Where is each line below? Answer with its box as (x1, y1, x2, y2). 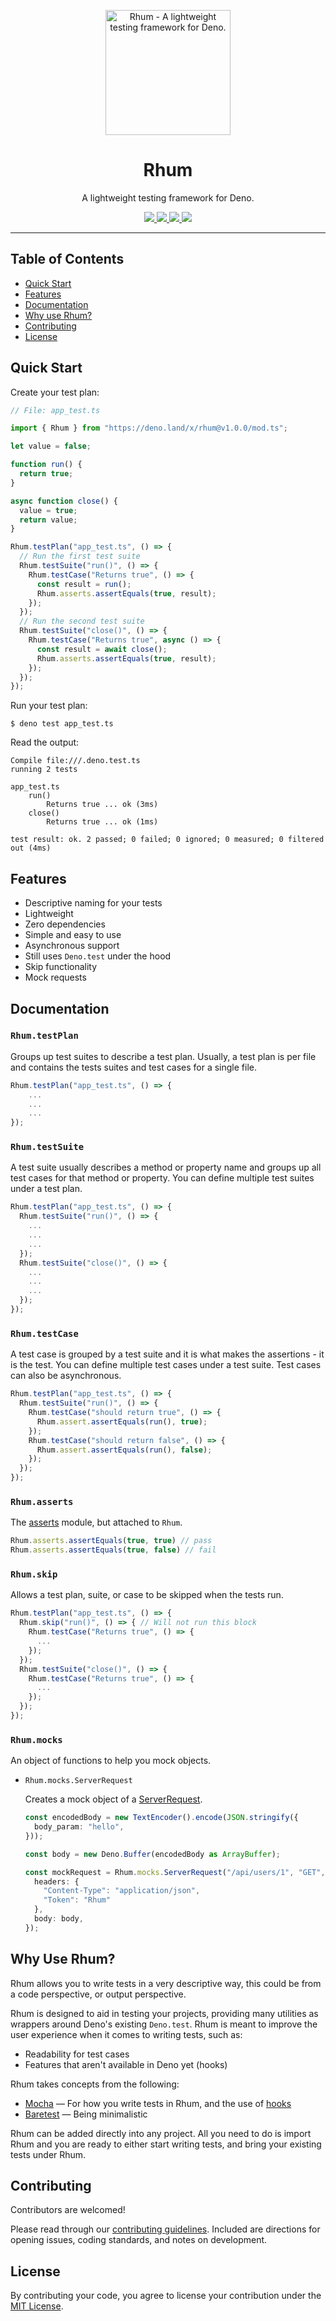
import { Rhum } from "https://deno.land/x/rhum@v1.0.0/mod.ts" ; (10, 423, 288, 434)
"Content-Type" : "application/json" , (43, 1886, 201, 1896)
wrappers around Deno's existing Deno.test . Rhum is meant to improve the (10, 2018, 318, 2030)
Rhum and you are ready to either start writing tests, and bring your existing (10, 2138, 322, 2150)
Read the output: (10, 736, 80, 749)
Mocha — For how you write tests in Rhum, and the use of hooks (24, 2097, 292, 2109)
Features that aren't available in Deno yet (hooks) (24, 2058, 228, 2070)
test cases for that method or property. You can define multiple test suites (10, 1172, 315, 1184)
